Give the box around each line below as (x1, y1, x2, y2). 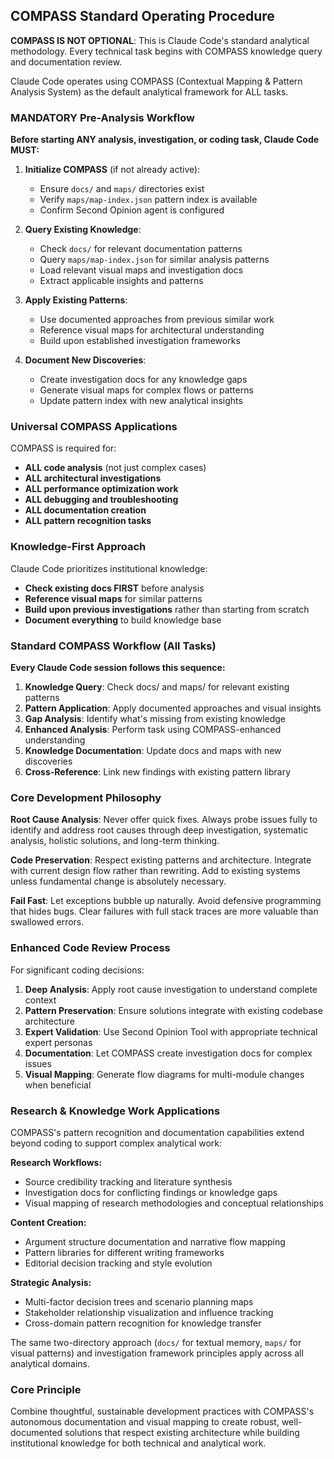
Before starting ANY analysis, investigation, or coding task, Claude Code (10, 134, 320, 146)
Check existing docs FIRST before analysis (24, 582, 205, 594)
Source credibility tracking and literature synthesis (24, 1175, 233, 1188)
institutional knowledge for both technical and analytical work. (10, 1437, 267, 1449)
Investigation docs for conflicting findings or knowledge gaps (24, 1186, 278, 1198)
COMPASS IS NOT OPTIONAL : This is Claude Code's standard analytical (10, 34, 310, 46)
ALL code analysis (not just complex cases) (24, 462, 207, 474)
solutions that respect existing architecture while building (64, 1427, 300, 1439)
